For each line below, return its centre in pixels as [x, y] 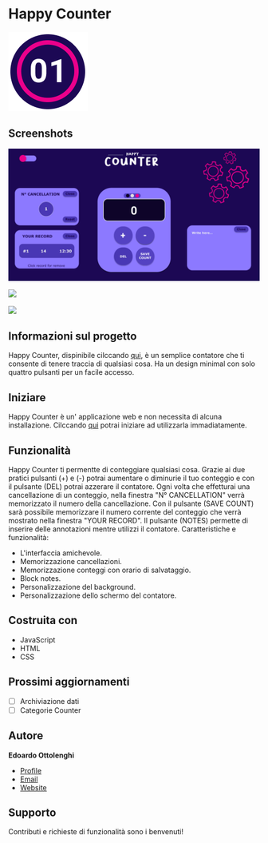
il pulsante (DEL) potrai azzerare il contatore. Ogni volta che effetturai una [129, 486]
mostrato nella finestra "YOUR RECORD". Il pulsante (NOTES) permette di [128, 520]
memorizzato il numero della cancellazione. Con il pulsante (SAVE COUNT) [131, 503]
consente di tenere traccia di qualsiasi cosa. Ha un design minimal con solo [132, 364]
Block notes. [40, 578]
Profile [31, 770]
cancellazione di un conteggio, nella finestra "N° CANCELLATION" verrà [126, 495]
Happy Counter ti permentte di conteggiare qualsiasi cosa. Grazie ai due [127, 469]
